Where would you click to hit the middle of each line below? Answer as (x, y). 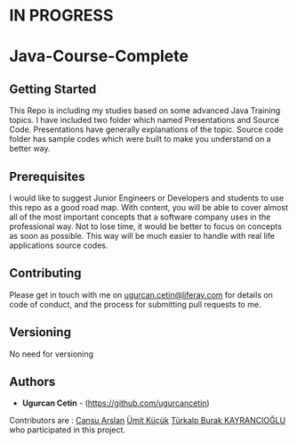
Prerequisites (47, 176)
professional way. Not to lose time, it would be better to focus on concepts (146, 226)
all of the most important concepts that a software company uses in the (140, 217)
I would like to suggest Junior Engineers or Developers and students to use (147, 198)
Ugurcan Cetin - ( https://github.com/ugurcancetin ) (116, 403)
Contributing (45, 273)
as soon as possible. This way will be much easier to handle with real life (142, 236)
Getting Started (53, 89)
